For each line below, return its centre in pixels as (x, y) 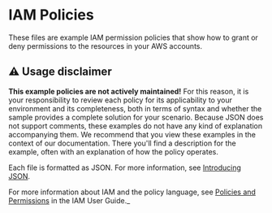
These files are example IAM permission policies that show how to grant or (133, 37)
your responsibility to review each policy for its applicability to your (121, 100)
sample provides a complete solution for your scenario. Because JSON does (136, 117)
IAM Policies (52, 15)
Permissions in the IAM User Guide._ (69, 200)
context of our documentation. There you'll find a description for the (123, 143)
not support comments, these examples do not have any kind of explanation (136, 126)
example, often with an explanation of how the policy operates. (114, 151)
